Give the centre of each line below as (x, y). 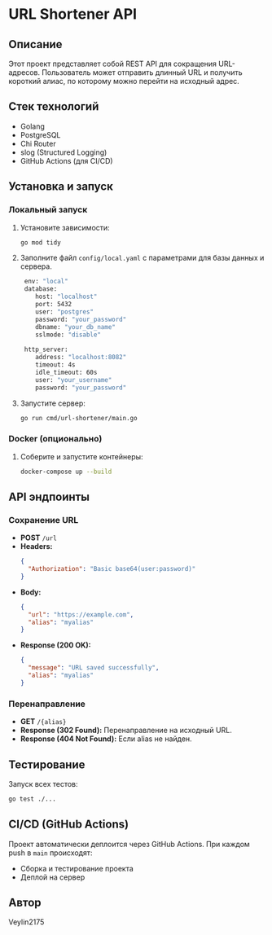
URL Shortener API (72, 14)
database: (41, 289)
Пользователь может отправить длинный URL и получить (142, 72)
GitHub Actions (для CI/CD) (66, 160)
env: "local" (46, 282)
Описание (35, 44)
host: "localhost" (66, 297)
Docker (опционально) (55, 439)
